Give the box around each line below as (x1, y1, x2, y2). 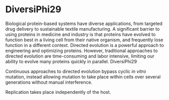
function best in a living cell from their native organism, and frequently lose (5, 37, 163, 43)
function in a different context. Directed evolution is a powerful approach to (5, 42, 164, 48)
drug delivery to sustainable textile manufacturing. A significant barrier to (5, 26, 160, 32)
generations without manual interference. (5, 79, 93, 85)
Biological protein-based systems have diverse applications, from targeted (5, 20, 163, 27)
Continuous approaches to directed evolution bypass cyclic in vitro (5, 68, 146, 74)
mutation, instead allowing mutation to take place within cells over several (5, 73, 161, 80)
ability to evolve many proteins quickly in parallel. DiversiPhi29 (5, 58, 137, 64)
